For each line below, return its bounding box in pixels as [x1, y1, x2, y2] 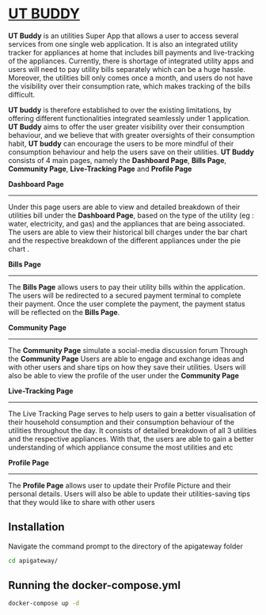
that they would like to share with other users [8, 497, 156, 507]
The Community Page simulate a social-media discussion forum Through [8, 345, 248, 355]
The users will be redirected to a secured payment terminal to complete [8, 290, 241, 300]
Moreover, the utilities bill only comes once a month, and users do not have [8, 73, 253, 82]
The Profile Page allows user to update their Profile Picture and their [8, 480, 231, 490]
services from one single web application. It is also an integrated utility [8, 39, 238, 48]
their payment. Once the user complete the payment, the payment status [8, 298, 245, 309]
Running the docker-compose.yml [8, 579, 180, 592]
